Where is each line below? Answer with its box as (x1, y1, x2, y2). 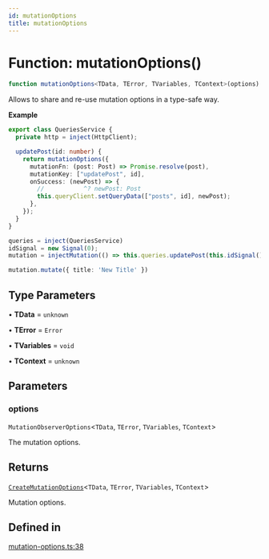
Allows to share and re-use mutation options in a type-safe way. (8, 95, 220, 104)
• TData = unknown (8, 310, 69, 319)
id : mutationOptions (8, 11, 78, 20)
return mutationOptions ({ (22, 155, 110, 163)
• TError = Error (8, 326, 63, 334)
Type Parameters (8, 288, 96, 302)
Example (8, 110, 38, 120)
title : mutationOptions (8, 19, 88, 27)
